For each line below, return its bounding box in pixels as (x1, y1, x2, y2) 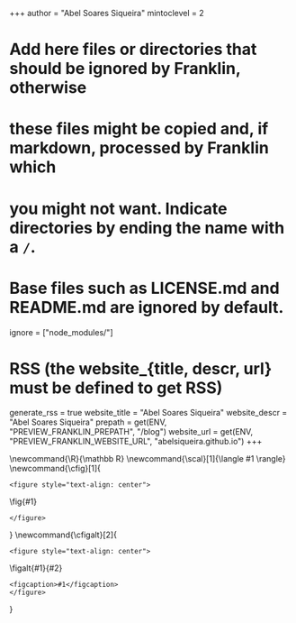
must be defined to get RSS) (9, 378, 223, 398)
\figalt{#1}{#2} (9, 563, 63, 573)
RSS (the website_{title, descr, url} (9, 358, 273, 379)
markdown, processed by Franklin (9, 138, 270, 159)
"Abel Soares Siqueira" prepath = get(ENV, (9, 417, 167, 427)
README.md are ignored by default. (9, 297, 284, 317)
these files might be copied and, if (9, 119, 269, 139)
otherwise (9, 78, 87, 98)
